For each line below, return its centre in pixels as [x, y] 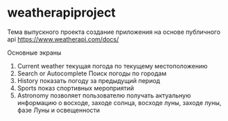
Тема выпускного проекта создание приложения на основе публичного [114, 32]
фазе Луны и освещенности [59, 110]
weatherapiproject [62, 13]
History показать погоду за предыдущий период [89, 80]
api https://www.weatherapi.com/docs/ [63, 39]
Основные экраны [34, 53]
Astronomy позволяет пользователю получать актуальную [104, 95]
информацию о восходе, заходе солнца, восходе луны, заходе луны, [119, 102]
